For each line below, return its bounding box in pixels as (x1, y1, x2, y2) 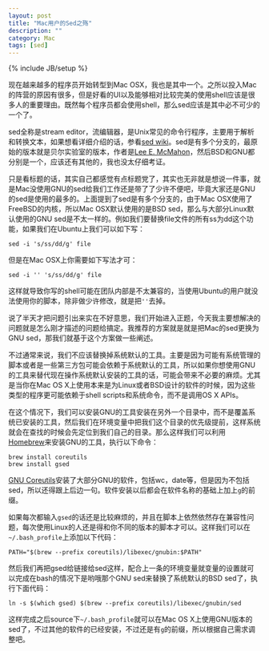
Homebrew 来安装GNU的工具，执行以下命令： (8, 437, 159, 447)
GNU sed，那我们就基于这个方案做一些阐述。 (8, 333, 158, 343)
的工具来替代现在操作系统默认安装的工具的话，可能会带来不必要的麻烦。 (8, 370, 247, 380)
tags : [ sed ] (8, 42, 48, 50)
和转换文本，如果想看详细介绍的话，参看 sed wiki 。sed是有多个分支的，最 (8, 137, 251, 147)
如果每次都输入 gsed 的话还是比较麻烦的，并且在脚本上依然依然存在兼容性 (8, 512, 247, 522)
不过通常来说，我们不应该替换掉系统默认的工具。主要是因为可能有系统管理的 (8, 350, 261, 360)
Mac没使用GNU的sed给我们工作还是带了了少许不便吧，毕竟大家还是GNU (14, 184, 256, 194)
